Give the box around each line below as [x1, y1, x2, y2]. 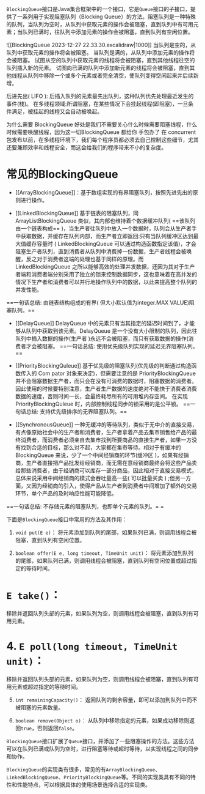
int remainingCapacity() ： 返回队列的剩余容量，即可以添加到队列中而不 [15, 696, 198, 703]
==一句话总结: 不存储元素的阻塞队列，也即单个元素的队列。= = [6, 502, 164, 510]
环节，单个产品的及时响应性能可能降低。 [15, 489, 117, 497]
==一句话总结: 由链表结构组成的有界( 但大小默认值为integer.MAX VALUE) [6, 299, 189, 306]
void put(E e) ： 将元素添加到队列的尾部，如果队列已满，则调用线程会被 [15, 529, 197, 536]
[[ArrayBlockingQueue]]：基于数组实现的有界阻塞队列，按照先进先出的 [15, 188, 193, 196]
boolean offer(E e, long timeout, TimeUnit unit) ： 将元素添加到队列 [15, 549, 194, 557]
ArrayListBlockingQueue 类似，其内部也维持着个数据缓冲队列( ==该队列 [15, 217, 196, 224]
